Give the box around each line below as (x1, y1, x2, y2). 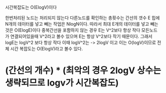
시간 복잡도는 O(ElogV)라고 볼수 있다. (10, 46, 83, 51)
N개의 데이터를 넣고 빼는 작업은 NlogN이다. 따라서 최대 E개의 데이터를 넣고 (5, 21, 150, 27)
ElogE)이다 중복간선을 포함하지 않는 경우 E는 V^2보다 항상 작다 (19, 27, 140, 33)
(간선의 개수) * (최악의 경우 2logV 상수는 (5, 65, 161, 76)
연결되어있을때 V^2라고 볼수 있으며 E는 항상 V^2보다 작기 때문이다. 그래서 (10, 34, 153, 39)
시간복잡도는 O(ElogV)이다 (5, 4, 57, 10)
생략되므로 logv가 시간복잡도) (5, 77, 119, 89)
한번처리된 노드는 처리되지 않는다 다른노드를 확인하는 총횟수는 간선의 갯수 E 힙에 (5, 15, 160, 21)
